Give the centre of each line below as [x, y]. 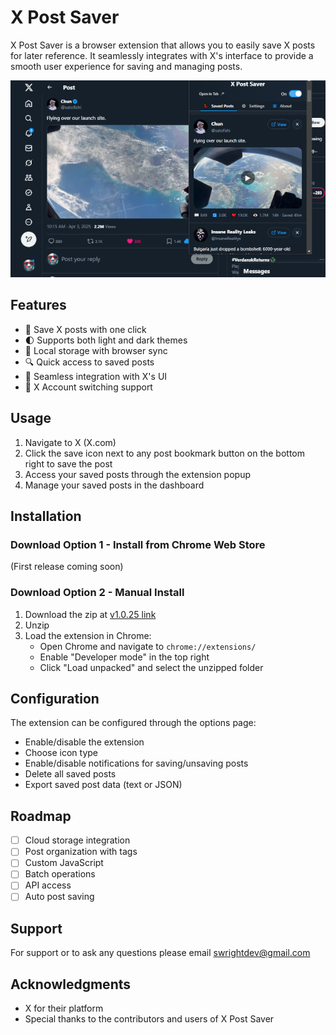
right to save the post [68, 463]
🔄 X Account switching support [88, 387]
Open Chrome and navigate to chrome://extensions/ [148, 646]
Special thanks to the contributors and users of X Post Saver [149, 1019]
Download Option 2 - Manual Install [97, 593]
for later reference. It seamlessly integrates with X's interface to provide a [162, 55]
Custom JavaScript [64, 863]
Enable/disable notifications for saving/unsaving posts [136, 763]
